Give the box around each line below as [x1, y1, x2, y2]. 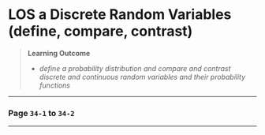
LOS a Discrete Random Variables [8, 6, 232, 24]
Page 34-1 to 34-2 [8, 107, 75, 118]
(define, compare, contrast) [8, 22, 193, 40]
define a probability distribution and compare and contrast [39, 63, 231, 73]
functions [39, 81, 71, 90]
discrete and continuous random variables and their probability [39, 72, 246, 81]
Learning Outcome [27, 48, 91, 58]
